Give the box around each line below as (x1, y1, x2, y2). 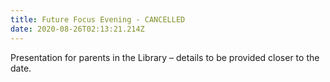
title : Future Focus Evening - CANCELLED (10, 14, 186, 25)
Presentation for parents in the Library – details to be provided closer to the (10, 51, 320, 63)
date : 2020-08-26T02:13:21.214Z (10, 24, 145, 34)
